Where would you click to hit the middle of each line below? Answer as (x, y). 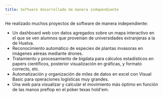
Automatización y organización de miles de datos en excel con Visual (82, 74)
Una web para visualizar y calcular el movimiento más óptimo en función (85, 84)
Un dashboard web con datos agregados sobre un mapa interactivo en (83, 32)
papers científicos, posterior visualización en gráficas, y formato (77, 64)
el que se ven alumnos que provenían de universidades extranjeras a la (83, 38)
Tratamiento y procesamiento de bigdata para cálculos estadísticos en (83, 58)
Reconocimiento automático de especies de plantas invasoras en (77, 48)
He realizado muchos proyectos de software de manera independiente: (77, 23)
